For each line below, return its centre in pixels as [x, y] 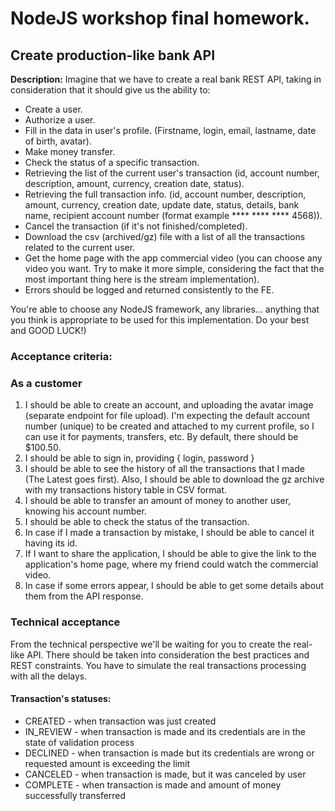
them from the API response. [84, 596]
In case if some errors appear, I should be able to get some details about [174, 586]
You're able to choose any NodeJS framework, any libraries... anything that [165, 309]
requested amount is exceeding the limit [107, 763]
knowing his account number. [85, 511]
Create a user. [53, 109]
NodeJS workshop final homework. [160, 18]
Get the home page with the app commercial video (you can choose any [173, 258]
